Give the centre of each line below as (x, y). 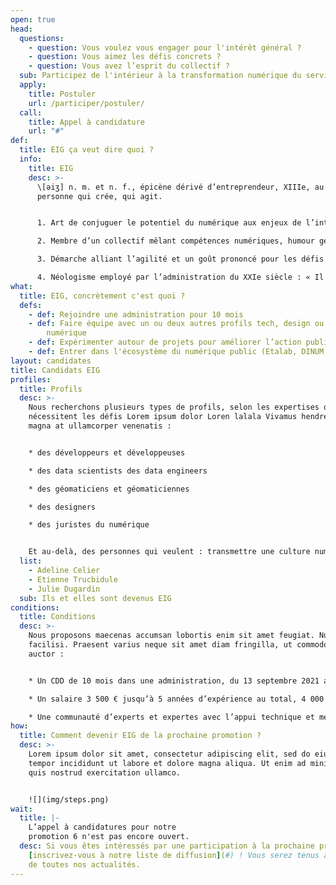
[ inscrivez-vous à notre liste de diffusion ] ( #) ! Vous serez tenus (174, 855)
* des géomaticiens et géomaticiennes (109, 489)
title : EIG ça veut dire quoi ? (87, 150)
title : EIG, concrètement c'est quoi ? (102, 296)
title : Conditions (58, 617)
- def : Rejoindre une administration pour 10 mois (136, 314)
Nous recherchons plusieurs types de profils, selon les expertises (174, 407)
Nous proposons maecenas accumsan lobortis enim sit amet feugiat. (171, 636)
